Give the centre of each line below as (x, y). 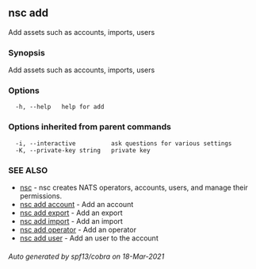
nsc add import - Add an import (71, 221)
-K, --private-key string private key (83, 150)
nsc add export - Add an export (71, 213)
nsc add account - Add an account (76, 204)
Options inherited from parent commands (90, 127)
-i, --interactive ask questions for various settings (124, 143)
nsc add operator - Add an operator (78, 230)
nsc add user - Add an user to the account (89, 238)
